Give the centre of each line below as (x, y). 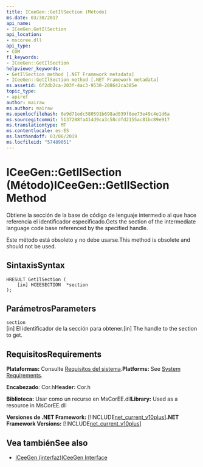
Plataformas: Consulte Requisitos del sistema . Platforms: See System (94, 369)
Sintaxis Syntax (36, 265)
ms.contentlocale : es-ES (38, 131)
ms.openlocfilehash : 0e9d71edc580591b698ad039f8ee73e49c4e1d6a (88, 114)
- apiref (17, 97)
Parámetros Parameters (51, 308)
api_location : (24, 35)
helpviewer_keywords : (34, 68)
